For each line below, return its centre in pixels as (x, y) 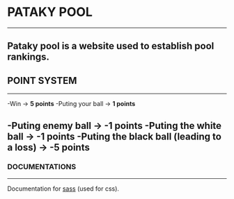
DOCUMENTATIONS (42, 167)
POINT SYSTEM (42, 80)
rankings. (29, 57)
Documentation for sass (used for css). (63, 189)
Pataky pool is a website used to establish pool (111, 46)
